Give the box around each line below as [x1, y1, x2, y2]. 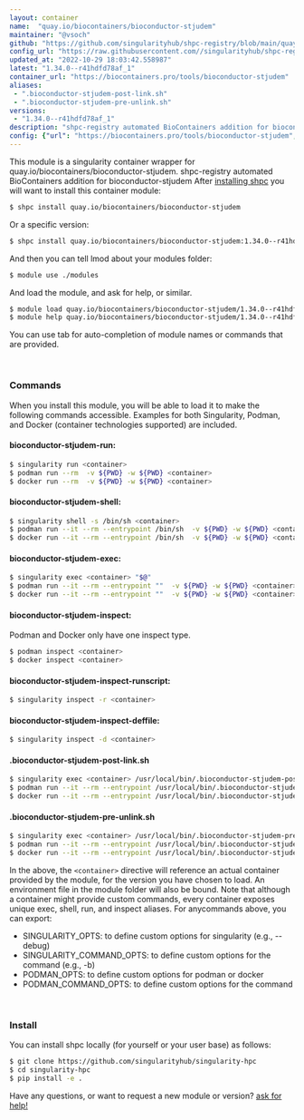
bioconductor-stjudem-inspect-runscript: [9, 675, 171, 686]
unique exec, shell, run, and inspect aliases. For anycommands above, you [9, 903, 287, 914]
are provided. [9, 339, 60, 350]
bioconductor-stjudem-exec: [9, 552, 122, 563]
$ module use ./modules [9, 270, 100, 279]
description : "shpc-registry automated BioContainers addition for [9, 123, 270, 132]
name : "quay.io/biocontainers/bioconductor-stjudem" [9, 22, 217, 31]
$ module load [9, 305, 63, 314]
